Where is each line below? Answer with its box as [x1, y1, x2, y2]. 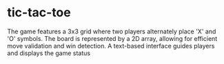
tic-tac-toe [7, 5, 71, 20]
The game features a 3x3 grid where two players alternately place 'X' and [7, 27, 216, 35]
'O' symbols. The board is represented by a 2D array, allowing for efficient [7, 34, 218, 42]
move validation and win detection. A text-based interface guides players [7, 42, 215, 50]
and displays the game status [7, 49, 91, 57]
